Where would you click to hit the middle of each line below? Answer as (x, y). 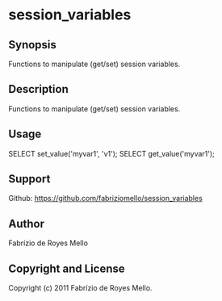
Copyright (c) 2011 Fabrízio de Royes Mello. (80, 288)
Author (26, 224)
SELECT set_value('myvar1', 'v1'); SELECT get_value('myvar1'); (112, 153)
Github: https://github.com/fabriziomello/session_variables (106, 199)
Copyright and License (67, 268)
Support (29, 179)
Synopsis (32, 45)
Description (38, 89)
